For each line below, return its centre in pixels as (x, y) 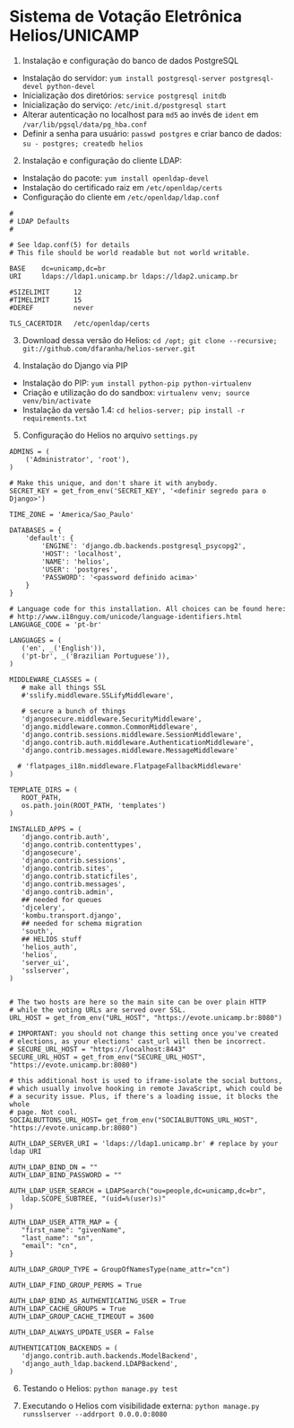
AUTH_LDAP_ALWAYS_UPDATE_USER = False (82, 1332)
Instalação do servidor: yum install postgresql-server (124, 77)
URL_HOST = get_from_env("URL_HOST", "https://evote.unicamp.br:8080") (146, 1017)
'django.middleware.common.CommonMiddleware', (110, 727)
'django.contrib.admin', (68, 891)
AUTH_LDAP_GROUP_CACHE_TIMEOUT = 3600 (82, 1317)
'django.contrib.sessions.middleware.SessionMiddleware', (132, 734)
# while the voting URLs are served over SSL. (98, 1010)
